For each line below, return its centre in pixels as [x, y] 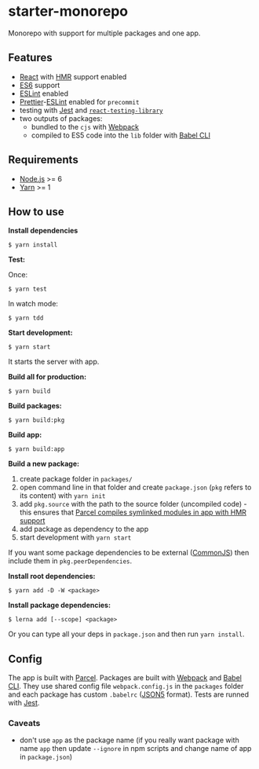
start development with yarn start [75, 537]
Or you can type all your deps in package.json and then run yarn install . [126, 634]
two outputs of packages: [61, 118]
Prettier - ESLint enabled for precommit [79, 101]
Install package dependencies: [60, 605]
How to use [36, 212]
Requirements [43, 160]
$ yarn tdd [26, 318]
